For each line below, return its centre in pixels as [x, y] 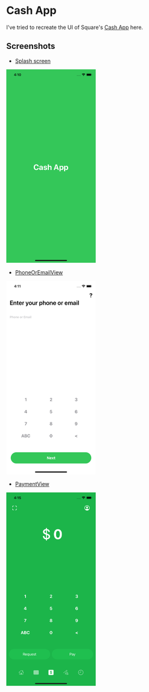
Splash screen [33, 60]
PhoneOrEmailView [39, 272]
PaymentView [32, 483]
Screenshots [31, 46]
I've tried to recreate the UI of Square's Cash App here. [75, 27]
